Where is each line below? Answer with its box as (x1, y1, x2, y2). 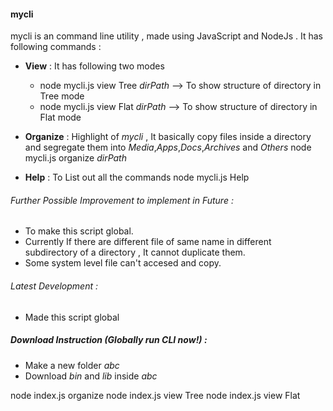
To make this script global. (24, 225, 134, 237)
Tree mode (39, 90, 85, 102)
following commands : (10, 41, 102, 53)
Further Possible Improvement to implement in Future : (10, 194, 234, 206)
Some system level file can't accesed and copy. (24, 257, 222, 269)
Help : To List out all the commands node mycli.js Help (24, 171, 250, 184)
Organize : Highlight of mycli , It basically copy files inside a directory (24, 131, 312, 143)
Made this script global (24, 311, 120, 323)
